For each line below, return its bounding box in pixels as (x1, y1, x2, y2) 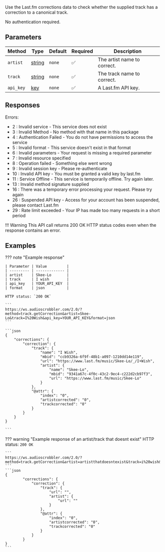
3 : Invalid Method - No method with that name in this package (12, 129, 139, 135)
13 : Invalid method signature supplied (12, 181, 89, 187)
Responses (5, 101, 40, 110)
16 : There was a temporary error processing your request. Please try (12, 186, 152, 192)
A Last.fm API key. (98, 84, 140, 91)
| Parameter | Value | (5, 264, 69, 269)
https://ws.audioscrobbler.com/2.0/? (5, 307, 82, 312)
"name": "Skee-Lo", (49, 368, 89, 372)
